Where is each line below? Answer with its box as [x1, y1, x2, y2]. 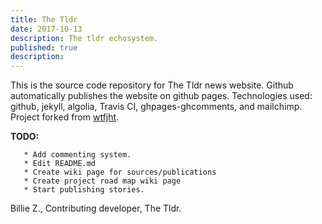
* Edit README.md [23, 159, 97, 169]
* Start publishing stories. [23, 185, 145, 195]
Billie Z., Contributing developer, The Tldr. [10, 202, 182, 215]
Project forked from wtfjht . [10, 111, 120, 123]
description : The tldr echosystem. [10, 33, 159, 43]
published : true [10, 42, 78, 53]
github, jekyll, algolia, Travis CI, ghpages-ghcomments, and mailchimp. [10, 101, 303, 113]
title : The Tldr [10, 14, 78, 25]
